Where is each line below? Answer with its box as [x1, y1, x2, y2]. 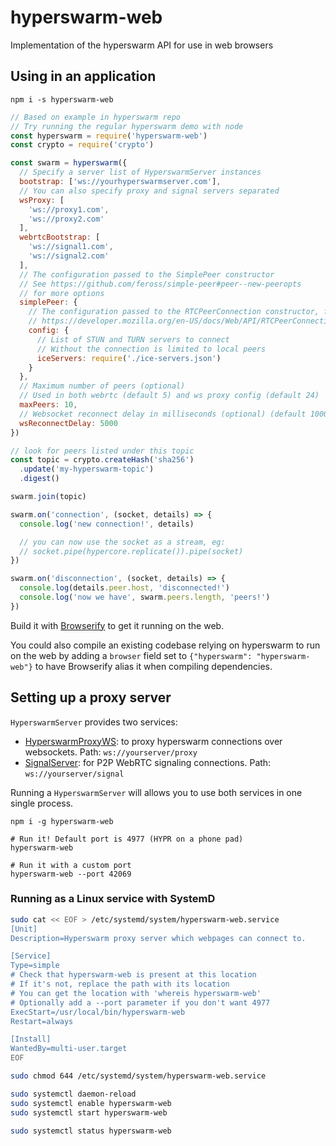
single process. [10, 797, 74, 809]
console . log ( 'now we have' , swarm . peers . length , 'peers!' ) [19, 592, 271, 602]
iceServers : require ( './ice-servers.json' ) [36, 353, 222, 363]
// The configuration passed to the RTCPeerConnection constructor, [28, 307, 320, 317]
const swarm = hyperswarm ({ [10, 158, 128, 168]
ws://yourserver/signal [24, 769, 125, 779]
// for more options [19, 288, 105, 298]
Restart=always [10, 1016, 74, 1026]
